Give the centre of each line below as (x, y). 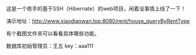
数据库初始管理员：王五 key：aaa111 (50, 46)
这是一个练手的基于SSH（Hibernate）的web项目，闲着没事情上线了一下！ (96, 8)
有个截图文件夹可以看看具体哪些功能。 (53, 33)
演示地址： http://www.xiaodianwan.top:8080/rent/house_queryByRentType (98, 21)
